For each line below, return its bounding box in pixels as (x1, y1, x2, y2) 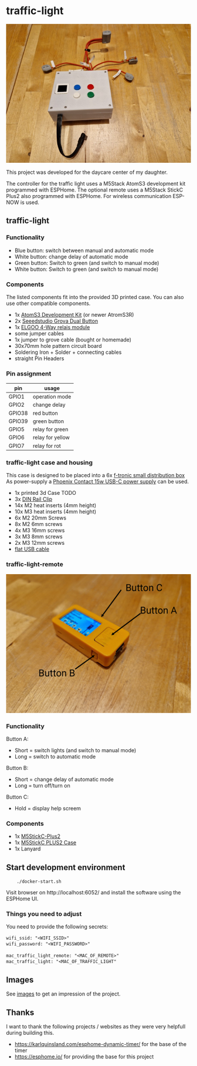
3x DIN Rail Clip (14, 495, 53, 503)
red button (33, 410, 59, 417)
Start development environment (6, 862, 125, 872)
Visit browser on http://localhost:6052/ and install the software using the (6, 889, 181, 896)
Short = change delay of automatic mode (14, 776, 114, 783)
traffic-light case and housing (6, 458, 93, 467)
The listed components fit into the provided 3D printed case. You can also (6, 294, 184, 301)
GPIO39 (8, 417, 28, 424)
